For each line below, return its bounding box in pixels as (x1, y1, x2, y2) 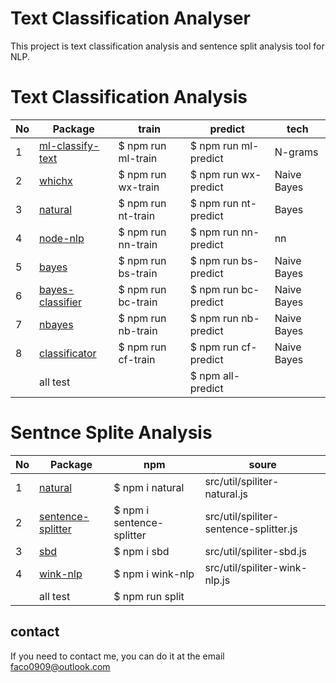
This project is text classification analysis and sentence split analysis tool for (10, 40, 325, 52)
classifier (39, 295, 82, 309)
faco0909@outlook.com (10, 660, 111, 672)
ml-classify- (39, 138, 100, 152)
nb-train (118, 323, 158, 337)
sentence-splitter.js (204, 522, 298, 536)
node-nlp (39, 231, 85, 245)
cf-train (118, 352, 156, 366)
